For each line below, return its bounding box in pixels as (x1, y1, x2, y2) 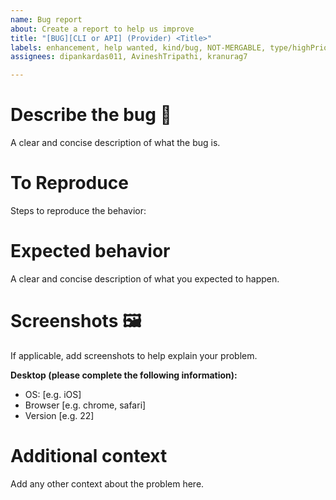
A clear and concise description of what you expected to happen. (10, 272, 280, 285)
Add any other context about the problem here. (10, 477, 205, 490)
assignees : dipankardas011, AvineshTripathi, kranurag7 (10, 52, 248, 62)
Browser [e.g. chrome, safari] (24, 399, 147, 411)
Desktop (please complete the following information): (10, 369, 238, 381)
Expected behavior (10, 240, 171, 263)
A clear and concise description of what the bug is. (10, 137, 221, 149)
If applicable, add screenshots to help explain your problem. (10, 349, 258, 361)
